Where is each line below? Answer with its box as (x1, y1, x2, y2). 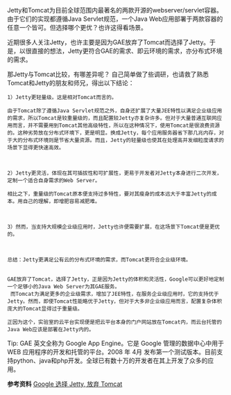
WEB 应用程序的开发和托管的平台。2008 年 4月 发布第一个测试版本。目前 (7, 348, 217, 355)
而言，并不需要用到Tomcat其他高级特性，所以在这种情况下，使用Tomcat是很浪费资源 (12, 122, 221, 129)
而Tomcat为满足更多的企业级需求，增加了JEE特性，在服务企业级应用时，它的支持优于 (10, 290, 219, 297)
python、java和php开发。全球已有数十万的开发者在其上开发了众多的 (12, 356, 208, 365)
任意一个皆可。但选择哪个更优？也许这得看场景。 (7, 24, 147, 31)
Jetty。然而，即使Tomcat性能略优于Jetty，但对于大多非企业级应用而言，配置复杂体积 (7, 298, 223, 305)
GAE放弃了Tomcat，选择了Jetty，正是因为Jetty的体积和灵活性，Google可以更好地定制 (7, 276, 225, 283)
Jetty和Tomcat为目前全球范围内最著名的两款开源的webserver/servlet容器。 (7, 6, 223, 14)
